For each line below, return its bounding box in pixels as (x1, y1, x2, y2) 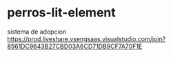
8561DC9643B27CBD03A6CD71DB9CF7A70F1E (7, 42, 143, 50)
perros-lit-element (7, 5, 116, 21)
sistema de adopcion (7, 27, 67, 36)
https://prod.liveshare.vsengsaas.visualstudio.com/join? (7, 34, 166, 43)
